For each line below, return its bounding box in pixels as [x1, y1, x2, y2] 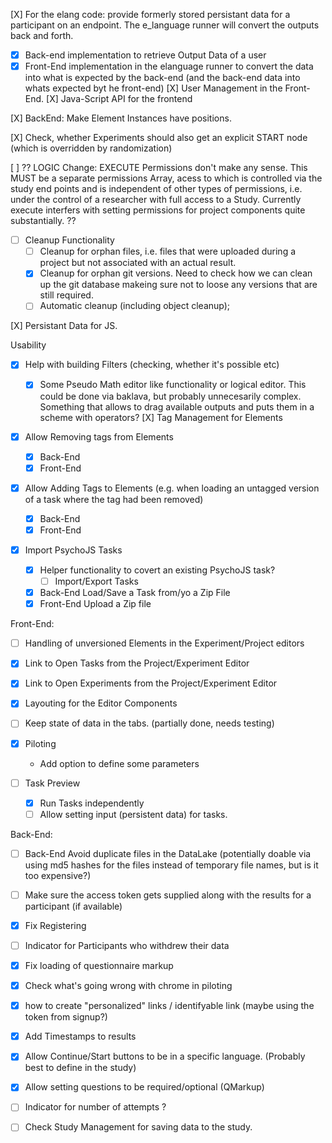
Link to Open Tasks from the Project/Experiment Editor [24, 657, 250, 669]
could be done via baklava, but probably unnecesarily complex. [39, 390, 302, 402]
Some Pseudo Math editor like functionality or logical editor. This [39, 379, 307, 391]
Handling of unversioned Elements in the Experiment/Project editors [24, 637, 305, 649]
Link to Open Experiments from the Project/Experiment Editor [24, 677, 278, 689]
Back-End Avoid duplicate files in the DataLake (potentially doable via [24, 847, 312, 859]
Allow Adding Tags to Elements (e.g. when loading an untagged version [24, 482, 320, 494]
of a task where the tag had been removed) [24, 493, 204, 505]
